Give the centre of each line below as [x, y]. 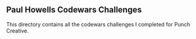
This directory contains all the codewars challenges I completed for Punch [98, 24]
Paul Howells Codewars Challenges [74, 10]
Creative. [17, 31]
